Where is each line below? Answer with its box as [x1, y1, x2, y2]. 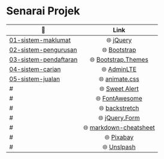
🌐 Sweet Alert [99, 84, 139, 93]
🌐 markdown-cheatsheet [83, 123, 155, 132]
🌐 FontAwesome [95, 94, 142, 102]
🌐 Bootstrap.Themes [89, 55, 148, 63]
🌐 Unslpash [102, 142, 136, 151]
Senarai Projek [6, 4, 80, 18]
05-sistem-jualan [9, 75, 60, 83]
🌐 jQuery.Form [98, 114, 140, 122]
